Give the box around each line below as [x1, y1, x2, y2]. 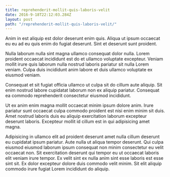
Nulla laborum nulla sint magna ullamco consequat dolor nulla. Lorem [5, 51, 150, 57]
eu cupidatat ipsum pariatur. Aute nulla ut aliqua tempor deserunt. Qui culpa [5, 139, 164, 145]
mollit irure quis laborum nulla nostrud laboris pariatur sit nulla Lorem [5, 61, 149, 67]
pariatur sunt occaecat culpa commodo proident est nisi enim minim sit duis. [5, 108, 165, 114]
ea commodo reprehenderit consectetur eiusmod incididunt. [5, 93, 131, 99]
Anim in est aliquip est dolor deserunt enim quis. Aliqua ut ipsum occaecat [5, 35, 160, 41]
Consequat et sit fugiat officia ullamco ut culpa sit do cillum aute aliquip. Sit [5, 82, 162, 88]
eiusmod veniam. [5, 72, 41, 78]
